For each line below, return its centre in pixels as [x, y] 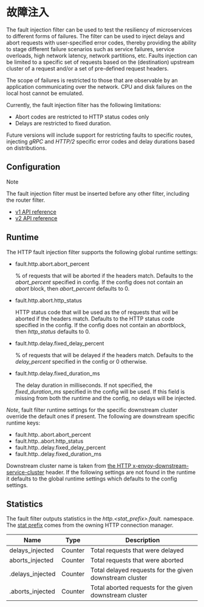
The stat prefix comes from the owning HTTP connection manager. [90, 525]
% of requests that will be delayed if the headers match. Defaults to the [104, 355]
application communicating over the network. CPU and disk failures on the [99, 86]
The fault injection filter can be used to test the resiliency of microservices [99, 29]
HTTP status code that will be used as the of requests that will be [97, 312]
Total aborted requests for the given [141, 588]
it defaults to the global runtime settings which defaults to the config [92, 479]
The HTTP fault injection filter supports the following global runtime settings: [102, 252]
